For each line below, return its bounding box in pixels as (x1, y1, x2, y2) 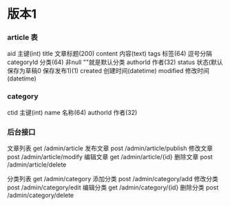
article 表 (7, 32, 38, 42)
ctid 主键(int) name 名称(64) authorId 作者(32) (7, 108, 138, 116)
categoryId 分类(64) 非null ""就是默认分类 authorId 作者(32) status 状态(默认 (7, 58, 224, 66)
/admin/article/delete (7, 161, 67, 169)
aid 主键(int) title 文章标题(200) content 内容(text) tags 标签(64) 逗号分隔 (7, 50, 212, 58)
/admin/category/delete (7, 191, 74, 200)
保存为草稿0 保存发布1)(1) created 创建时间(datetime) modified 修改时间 (7, 67, 210, 75)
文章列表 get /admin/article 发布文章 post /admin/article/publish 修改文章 (7, 144, 213, 152)
